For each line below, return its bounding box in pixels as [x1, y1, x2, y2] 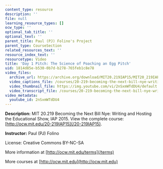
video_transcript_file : [9, 88, 57, 93]
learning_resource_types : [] [5, 20, 64, 26]
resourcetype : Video [5, 57, 47, 62]
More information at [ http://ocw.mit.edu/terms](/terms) [5, 149, 114, 155]
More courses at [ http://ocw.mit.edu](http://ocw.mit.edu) [5, 159, 118, 165]
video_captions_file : [9, 79, 53, 84]
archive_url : [9, 75, 36, 80]
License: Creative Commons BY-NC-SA [5, 140, 84, 146]
